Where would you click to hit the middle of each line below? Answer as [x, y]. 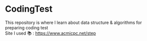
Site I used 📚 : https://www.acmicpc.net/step [50, 33]
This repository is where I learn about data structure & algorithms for [73, 22]
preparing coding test [27, 27]
